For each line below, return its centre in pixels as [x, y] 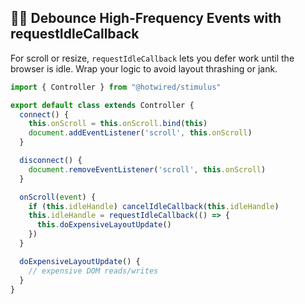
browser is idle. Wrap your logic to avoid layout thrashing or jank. [144, 68]
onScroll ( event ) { [58, 197]
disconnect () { [51, 161]
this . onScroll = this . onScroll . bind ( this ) [118, 124]
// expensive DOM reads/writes [93, 271]
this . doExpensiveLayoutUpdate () [104, 225]
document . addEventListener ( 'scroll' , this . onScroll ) [140, 133]
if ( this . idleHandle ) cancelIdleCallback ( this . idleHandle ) [154, 206]
